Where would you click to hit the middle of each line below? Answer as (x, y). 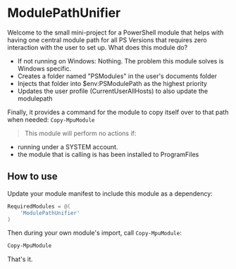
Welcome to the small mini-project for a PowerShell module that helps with (116, 32)
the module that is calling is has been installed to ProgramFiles (108, 154)
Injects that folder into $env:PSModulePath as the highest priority (112, 83)
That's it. (20, 259)
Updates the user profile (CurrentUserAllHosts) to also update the (113, 91)
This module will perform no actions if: (80, 133)
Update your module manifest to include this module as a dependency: (110, 193)
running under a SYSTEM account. (68, 146)
